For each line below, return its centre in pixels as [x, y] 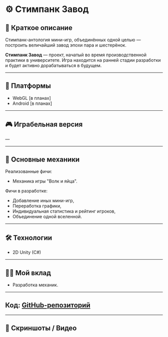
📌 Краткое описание [39, 28]
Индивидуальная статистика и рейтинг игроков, [64, 211]
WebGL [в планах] [31, 98]
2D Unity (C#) [27, 252]
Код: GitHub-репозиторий [48, 305]
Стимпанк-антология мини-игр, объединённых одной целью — [73, 40]
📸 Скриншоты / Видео [41, 328]
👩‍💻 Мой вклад [28, 273]
